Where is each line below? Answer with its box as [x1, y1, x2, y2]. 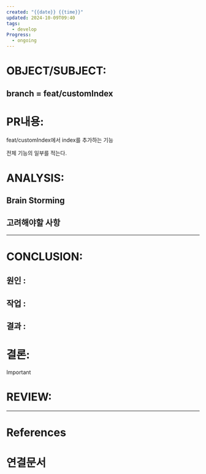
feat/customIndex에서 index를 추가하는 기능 [6, 136, 113, 143]
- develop [12, 26, 37, 32]
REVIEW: [6, 390, 52, 404]
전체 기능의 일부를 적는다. [6, 149, 67, 156]
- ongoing [12, 37, 37, 44]
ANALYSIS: [6, 171, 64, 185]
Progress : [6, 32, 32, 38]
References [6, 426, 66, 440]
